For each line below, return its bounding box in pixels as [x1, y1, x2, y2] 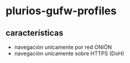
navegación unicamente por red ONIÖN [14, 43, 112, 51]
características [5, 28, 64, 38]
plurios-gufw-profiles [5, 4, 117, 18]
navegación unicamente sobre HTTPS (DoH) [14, 50, 125, 57]
